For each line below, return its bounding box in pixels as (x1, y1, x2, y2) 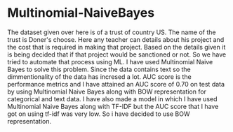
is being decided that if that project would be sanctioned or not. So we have (7, 50, 227, 59)
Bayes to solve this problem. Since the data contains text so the (7, 65, 191, 73)
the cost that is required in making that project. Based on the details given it (7, 43, 226, 51)
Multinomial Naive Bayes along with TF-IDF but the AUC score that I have (7, 102, 219, 110)
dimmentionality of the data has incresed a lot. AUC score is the (7, 72, 192, 81)
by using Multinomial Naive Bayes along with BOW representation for (7, 87, 207, 96)
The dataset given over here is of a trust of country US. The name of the (7, 28, 216, 36)
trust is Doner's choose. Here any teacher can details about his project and (7, 35, 225, 43)
